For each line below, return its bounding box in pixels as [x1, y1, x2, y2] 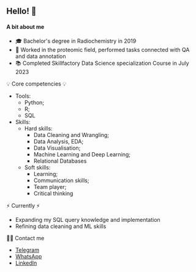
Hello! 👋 [6, 6, 37, 17]
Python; [24, 98, 45, 106]
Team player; [33, 183, 67, 190]
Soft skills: [24, 163, 51, 171]
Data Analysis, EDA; [33, 138, 84, 145]
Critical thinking [33, 189, 73, 197]
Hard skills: [24, 125, 53, 132]
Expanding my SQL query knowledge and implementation [15, 216, 160, 223]
